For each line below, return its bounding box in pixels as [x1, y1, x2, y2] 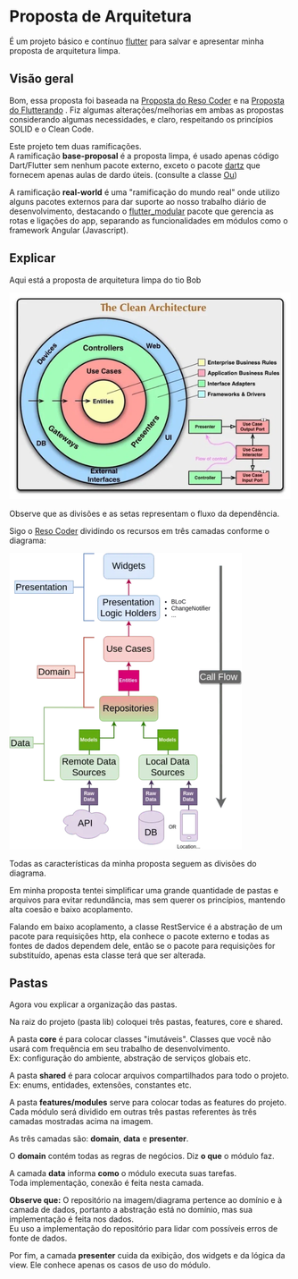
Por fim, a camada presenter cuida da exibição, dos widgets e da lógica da [9, 1250, 286, 1261]
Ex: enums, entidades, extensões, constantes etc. [9, 1080, 192, 1090]
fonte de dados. [9, 1232, 68, 1244]
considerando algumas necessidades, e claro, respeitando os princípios [9, 114, 274, 124]
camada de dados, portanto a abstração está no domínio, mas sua [9, 1205, 252, 1215]
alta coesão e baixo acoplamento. [9, 903, 134, 914]
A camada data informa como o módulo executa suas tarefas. [9, 1168, 237, 1179]
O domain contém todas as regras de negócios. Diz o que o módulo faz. [9, 1151, 275, 1162]
